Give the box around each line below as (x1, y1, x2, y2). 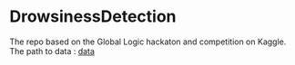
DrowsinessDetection (9, 6, 177, 27)
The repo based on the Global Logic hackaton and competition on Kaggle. (9, 36, 287, 47)
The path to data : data (9, 45, 96, 56)
